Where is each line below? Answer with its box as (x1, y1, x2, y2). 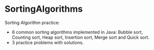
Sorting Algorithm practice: (4, 20, 60, 25)
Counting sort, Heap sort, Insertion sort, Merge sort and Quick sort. (11, 34, 150, 40)
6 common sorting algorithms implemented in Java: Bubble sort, (11, 29, 143, 35)
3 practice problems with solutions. (11, 39, 84, 45)
